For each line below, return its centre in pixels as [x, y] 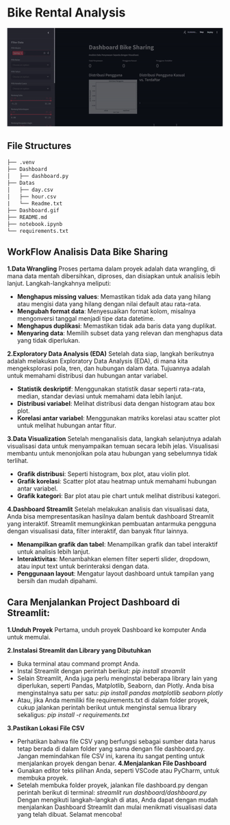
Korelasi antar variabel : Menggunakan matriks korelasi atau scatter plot [118, 418]
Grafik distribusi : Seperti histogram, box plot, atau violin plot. [103, 474]
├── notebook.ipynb [35, 225]
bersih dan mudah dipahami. [57, 580]
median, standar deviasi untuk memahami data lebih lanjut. [100, 396]
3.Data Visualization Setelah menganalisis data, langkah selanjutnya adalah [114, 438]
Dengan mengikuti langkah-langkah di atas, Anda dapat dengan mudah [117, 800]
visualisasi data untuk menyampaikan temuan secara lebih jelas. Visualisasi [113, 446]
